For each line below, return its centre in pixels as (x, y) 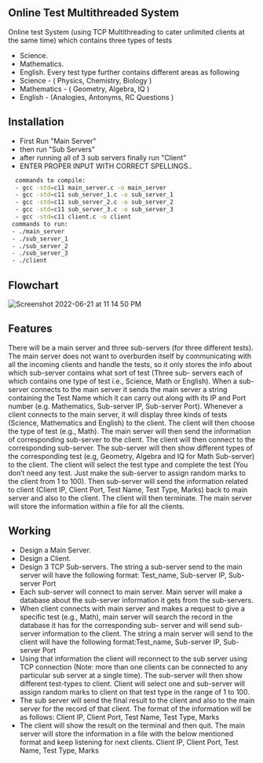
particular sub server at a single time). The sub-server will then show (131, 675)
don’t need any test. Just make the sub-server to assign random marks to (127, 473)
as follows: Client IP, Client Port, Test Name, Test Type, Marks (119, 717)
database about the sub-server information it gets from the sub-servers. (136, 600)
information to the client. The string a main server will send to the (148, 633)
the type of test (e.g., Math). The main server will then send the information (130, 431)
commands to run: (40, 224)
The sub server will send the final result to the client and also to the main (137, 700)
